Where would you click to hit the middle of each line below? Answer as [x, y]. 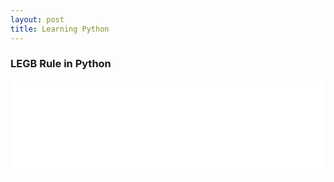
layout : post [37, 19]
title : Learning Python [60, 29]
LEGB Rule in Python [61, 64]
